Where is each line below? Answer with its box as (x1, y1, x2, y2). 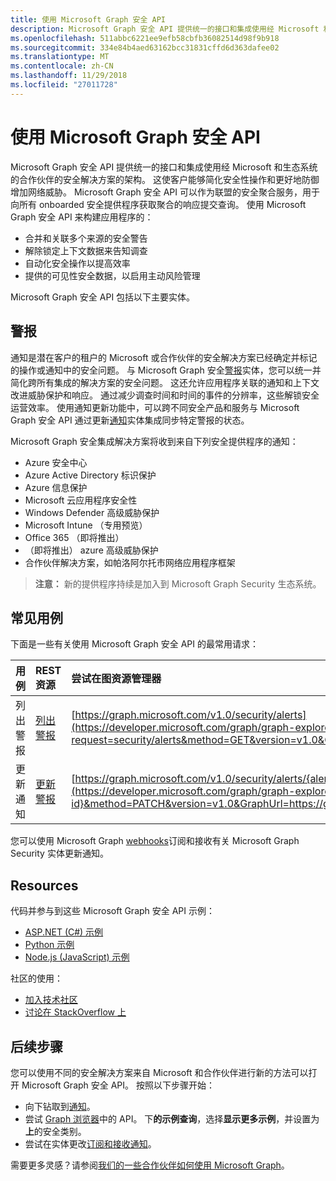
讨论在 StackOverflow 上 (24, 1006, 127, 1018)
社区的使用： (10, 972, 63, 985)
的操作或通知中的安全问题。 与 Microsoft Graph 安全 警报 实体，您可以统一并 (10, 364, 322, 376)
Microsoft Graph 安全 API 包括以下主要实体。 (10, 291, 196, 303)
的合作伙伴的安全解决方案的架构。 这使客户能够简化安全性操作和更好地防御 (10, 173, 320, 185)
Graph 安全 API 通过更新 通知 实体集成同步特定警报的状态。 (10, 414, 250, 426)
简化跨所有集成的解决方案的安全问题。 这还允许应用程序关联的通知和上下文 (10, 376, 320, 388)
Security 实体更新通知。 (10, 847, 109, 860)
